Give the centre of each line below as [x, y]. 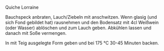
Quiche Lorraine [22, 7]
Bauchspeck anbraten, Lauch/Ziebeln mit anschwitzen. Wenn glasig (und [81, 17]
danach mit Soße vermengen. [36, 33]
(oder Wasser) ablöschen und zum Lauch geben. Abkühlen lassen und [78, 28]
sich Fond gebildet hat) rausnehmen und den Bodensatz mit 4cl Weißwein [82, 22]
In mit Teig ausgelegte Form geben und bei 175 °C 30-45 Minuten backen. [82, 43]
